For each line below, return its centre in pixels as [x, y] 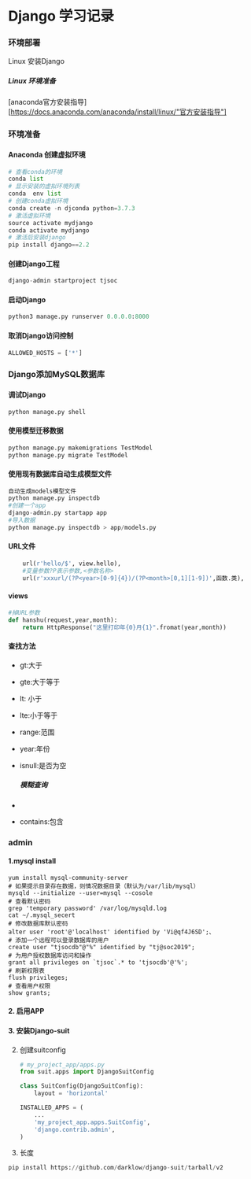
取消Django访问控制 [41, 335]
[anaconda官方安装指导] [48, 102]
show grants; [30, 992]
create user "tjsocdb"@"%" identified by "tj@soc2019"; [102, 947]
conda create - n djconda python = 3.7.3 [72, 208]
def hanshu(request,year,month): [63, 620]
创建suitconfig [43, 1050]
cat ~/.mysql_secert [42, 915]
